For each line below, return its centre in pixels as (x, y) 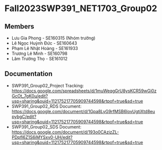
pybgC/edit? (24, 117)
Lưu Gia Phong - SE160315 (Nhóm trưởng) (53, 38)
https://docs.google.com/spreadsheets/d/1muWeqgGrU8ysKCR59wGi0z (84, 91)
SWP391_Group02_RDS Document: (47, 106)
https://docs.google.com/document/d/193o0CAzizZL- (65, 132)
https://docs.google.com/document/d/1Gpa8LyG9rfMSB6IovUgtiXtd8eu (83, 111)
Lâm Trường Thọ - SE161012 (40, 58)
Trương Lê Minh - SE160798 (40, 53)
